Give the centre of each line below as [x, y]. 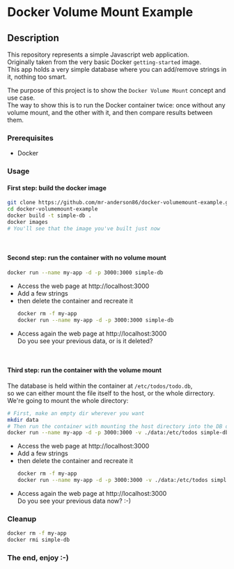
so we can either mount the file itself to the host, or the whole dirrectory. [111, 393]
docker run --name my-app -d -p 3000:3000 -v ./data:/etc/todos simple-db [118, 433]
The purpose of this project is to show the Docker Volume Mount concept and [117, 90]
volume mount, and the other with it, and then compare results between [110, 113]
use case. [21, 98]
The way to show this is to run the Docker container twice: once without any [116, 105]
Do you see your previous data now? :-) [74, 501]
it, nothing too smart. [37, 77]
